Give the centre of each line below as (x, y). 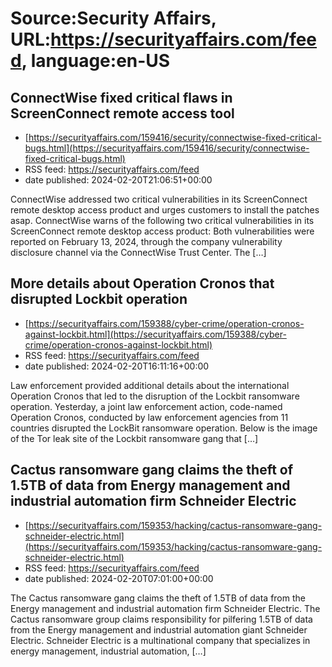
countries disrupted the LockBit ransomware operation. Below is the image (164, 428)
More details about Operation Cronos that (142, 283)
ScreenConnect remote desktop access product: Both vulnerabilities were (162, 231)
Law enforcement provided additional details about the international (150, 385)
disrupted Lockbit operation (99, 299)
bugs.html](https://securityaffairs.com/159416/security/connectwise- (167, 148)
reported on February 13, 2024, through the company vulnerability (146, 241)
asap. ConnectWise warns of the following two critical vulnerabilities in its (162, 220)
